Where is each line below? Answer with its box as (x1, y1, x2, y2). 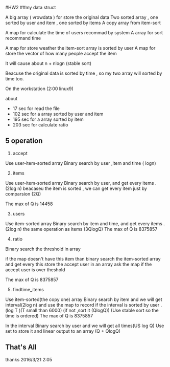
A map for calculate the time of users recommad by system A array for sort (5, 30, 163, 35)
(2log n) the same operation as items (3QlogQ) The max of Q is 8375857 (5, 226, 158, 232)
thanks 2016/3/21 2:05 (5, 356, 53, 362)
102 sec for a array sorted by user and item (12, 111, 104, 117)
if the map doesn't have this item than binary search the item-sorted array (5, 255, 161, 262)
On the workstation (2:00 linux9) (5, 85, 74, 92)
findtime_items (12, 286, 44, 292)
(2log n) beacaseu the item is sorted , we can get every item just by (5, 185, 147, 191)
